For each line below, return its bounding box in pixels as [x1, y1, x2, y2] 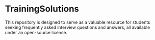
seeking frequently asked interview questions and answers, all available [5, 24, 150, 30]
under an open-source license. [5, 29, 68, 35]
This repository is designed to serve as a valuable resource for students [5, 19, 151, 25]
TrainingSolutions [5, 3, 79, 14]
